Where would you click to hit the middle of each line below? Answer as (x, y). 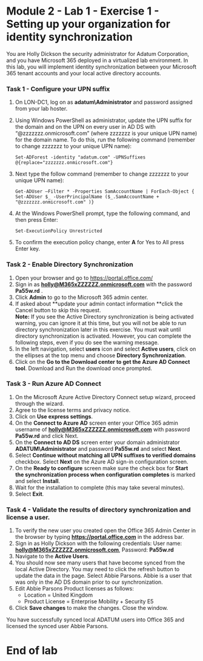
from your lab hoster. (41, 109)
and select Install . (38, 481)
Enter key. (28, 249)
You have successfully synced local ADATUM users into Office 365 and (95, 620)
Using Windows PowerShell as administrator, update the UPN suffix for (103, 120)
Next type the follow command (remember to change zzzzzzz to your (102, 174)
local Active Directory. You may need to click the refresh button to (97, 569)
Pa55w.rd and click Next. (47, 436)
